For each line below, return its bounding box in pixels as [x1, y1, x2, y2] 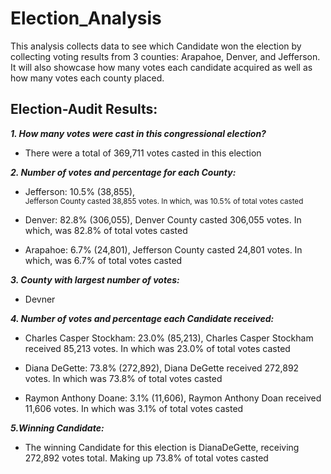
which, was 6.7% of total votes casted [24, 254, 183, 266]
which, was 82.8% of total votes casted [24, 224, 188, 236]
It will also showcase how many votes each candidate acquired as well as [10, 61, 313, 73]
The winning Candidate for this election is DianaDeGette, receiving [24, 441, 300, 453]
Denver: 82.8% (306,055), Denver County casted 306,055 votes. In [24, 213, 302, 226]
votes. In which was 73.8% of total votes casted [24, 372, 223, 384]
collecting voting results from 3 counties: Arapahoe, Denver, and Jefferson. [10, 50, 321, 62]
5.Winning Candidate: [10, 422, 105, 434]
